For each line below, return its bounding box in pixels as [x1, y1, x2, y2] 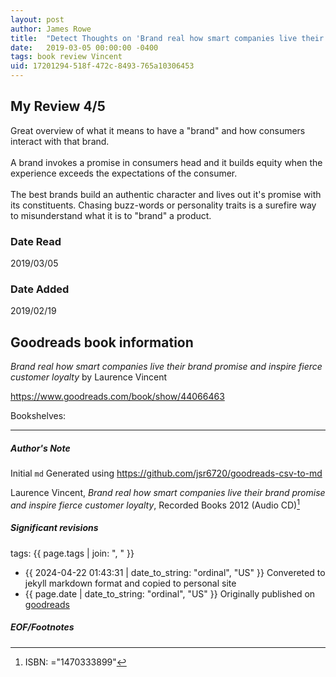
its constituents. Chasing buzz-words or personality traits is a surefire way [10, 199, 317, 211]
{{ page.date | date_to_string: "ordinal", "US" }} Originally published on [24, 587, 316, 600]
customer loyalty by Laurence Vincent [10, 371, 168, 383]
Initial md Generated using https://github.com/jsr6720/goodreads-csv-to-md [10, 467, 323, 480]
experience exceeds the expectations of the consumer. [10, 167, 238, 179]
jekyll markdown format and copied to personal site [24, 577, 237, 589]
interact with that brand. [10, 135, 110, 147]
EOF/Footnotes [10, 621, 75, 633]
